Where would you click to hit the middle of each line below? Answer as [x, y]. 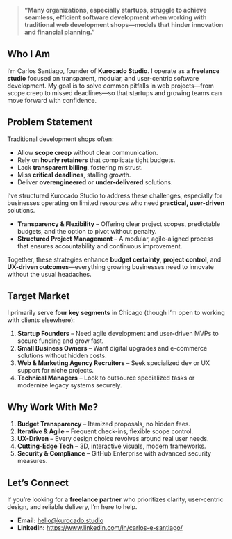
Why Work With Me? [53, 407]
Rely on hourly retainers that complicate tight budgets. [96, 160]
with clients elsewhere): [41, 320]
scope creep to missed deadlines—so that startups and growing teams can [115, 92]
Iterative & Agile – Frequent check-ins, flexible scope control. [105, 431]
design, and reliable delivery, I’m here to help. [72, 507]
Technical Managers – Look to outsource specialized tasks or [106, 378]
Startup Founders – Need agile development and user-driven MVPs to [118, 334]
